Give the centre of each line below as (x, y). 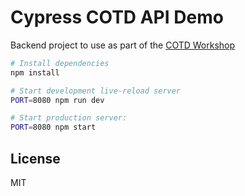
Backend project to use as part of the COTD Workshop (123, 45)
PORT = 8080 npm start (53, 127)
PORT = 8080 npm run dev (57, 100)
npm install (35, 72)
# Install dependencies (60, 63)
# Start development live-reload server (96, 91)
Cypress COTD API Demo (117, 17)
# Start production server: (69, 118)
